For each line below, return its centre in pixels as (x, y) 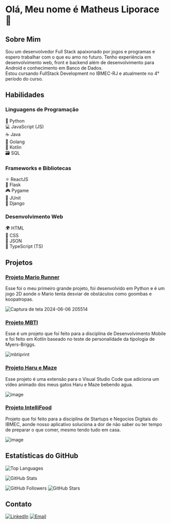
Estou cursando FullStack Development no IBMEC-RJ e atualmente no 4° (82, 73)
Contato (18, 504)
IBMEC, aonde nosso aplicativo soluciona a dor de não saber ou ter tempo (84, 424)
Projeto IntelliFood (28, 407)
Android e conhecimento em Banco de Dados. (54, 68)
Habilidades (25, 95)
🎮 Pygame (17, 190)
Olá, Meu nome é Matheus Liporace (82, 9)
